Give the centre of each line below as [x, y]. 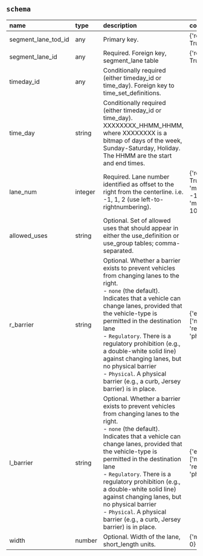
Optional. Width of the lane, [142, 537]
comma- [168, 243]
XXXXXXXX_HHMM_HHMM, [143, 125]
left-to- [153, 199]
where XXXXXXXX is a [135, 133]
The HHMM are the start [137, 155]
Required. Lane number [136, 176]
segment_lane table [131, 60]
